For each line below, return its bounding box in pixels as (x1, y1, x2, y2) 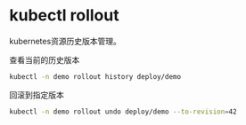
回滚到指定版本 (9, 90, 64, 100)
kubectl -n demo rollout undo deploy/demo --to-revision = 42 (9, 107, 238, 116)
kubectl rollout (9, 5, 119, 26)
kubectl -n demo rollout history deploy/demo (9, 72, 181, 81)
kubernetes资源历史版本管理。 (9, 35, 122, 46)
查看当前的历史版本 (9, 54, 80, 65)
